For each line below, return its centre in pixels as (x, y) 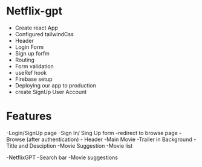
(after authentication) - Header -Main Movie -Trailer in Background (109, 139)
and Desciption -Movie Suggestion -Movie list (76, 145)
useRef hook (31, 72)
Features (29, 116)
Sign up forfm (32, 53)
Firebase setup (34, 79)
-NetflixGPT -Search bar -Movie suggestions (62, 157)
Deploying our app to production (56, 85)
